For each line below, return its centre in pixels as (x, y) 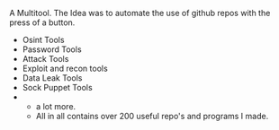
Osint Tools (43, 40)
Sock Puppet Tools (57, 87)
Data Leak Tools (52, 78)
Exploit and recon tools (65, 68)
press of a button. (42, 22)
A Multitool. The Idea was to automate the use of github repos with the (140, 13)
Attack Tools (45, 59)
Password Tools (52, 49)
